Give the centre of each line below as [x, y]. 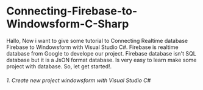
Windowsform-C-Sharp [68, 24]
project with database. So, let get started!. [59, 66]
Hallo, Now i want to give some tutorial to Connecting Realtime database [97, 40]
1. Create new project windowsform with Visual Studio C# [79, 80]
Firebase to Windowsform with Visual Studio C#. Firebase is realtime [92, 47]
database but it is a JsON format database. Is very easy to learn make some [101, 60]
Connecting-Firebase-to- [72, 11]
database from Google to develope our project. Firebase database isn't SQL [101, 53]
